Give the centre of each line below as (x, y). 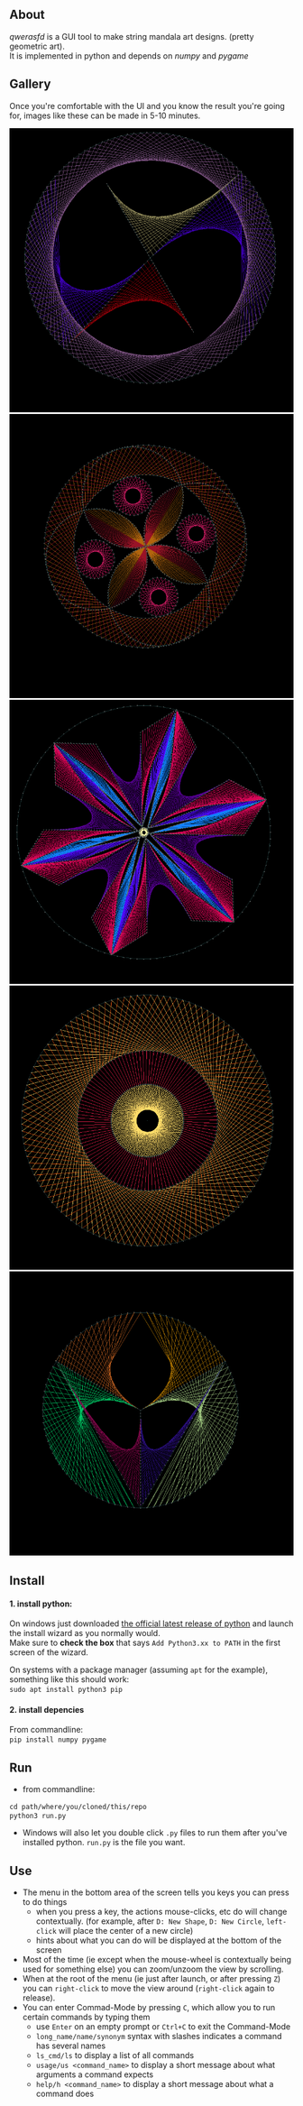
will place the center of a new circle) (126, 1931)
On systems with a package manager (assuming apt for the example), (139, 1670)
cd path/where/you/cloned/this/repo (78, 1807)
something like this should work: (69, 1679)
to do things (45, 1902)
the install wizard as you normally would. (85, 1633)
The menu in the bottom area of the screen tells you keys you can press (156, 1892)
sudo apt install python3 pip (66, 1690)
